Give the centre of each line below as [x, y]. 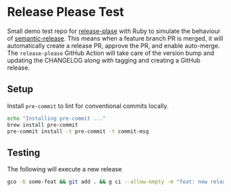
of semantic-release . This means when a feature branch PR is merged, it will [115, 38]
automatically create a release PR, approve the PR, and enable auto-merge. [113, 45]
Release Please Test [66, 12]
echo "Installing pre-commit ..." [57, 118]
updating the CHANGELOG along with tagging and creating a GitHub [104, 60]
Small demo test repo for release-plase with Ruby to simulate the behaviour [114, 31]
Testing [24, 152]
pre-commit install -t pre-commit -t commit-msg [78, 131]
